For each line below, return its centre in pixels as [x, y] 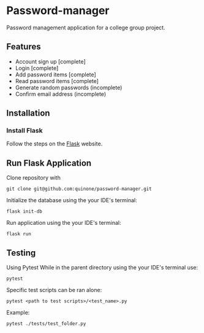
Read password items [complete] [57, 81]
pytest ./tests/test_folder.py [46, 324]
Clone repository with [34, 178]
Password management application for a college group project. [86, 27]
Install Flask [25, 131]
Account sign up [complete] [50, 61]
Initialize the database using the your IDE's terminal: [72, 200]
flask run [19, 234]
